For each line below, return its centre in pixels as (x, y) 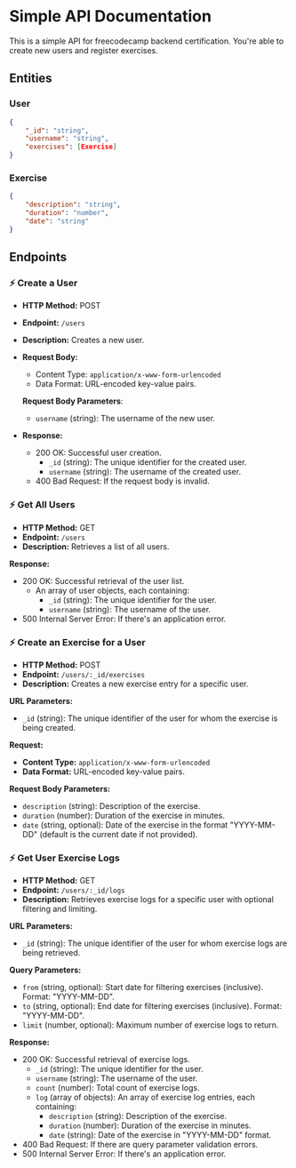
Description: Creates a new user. (83, 340)
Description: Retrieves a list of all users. (96, 546)
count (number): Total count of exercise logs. (117, 1088)
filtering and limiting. (60, 909)
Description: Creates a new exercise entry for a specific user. (135, 684)
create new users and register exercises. (84, 50)
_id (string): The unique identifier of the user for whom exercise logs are (154, 943)
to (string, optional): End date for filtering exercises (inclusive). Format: (152, 1006)
